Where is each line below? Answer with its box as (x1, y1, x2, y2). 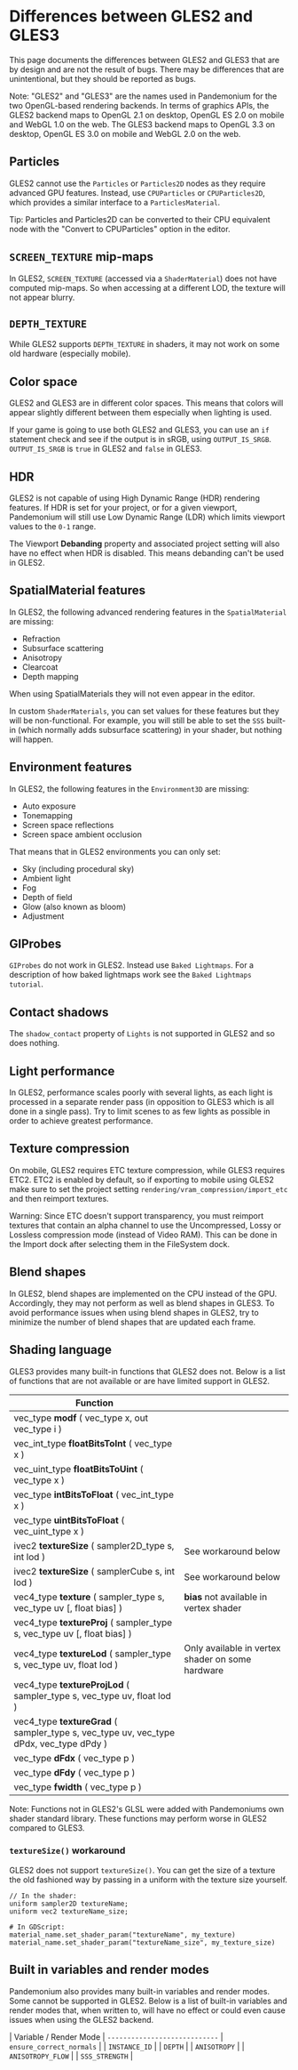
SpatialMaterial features (9, 583, 146, 598)
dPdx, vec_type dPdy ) (13, 1737, 108, 1750)
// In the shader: (9, 1891, 77, 1900)
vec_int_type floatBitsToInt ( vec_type (13, 1437, 173, 1449)
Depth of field (21, 891, 73, 902)
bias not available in (184, 1591, 268, 1603)
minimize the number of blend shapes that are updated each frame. (9, 1317, 256, 1327)
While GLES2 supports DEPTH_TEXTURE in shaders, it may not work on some (9, 339, 280, 350)
